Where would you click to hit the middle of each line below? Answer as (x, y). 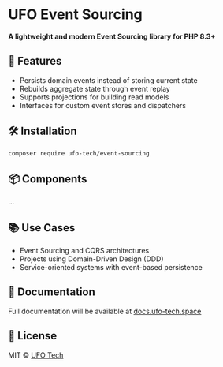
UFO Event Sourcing (76, 15)
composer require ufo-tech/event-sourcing (79, 153)
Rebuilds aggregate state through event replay (95, 88)
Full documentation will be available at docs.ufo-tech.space (105, 311)
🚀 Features (35, 61)
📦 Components (48, 179)
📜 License (33, 336)
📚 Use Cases (42, 228)
